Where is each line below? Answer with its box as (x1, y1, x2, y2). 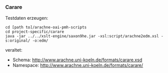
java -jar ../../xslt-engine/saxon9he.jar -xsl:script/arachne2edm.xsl (5, 34, 159, 39)
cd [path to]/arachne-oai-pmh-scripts (5, 25, 87, 30)
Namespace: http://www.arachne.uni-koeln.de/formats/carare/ (12, 62, 143, 68)
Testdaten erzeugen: (5, 15, 48, 21)
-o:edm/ (32, 38, 49, 44)
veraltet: (5, 47, 23, 53)
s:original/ (5, 38, 30, 44)
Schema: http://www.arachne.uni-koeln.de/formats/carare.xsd (12, 57, 142, 63)
